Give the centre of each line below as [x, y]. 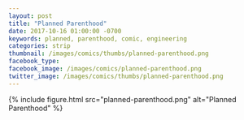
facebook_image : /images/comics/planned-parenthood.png [105, 69]
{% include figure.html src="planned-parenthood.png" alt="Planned [122, 99]
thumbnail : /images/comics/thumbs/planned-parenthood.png [109, 54]
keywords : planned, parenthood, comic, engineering [98, 39]
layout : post [30, 16]
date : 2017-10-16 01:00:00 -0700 [65, 31]
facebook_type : [34, 62]
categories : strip [39, 46]
